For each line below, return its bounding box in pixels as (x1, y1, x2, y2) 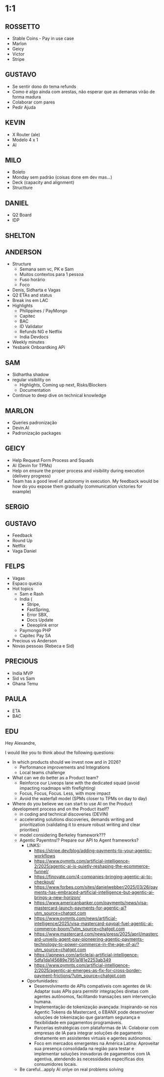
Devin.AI (12, 425, 29, 431)
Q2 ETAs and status (12, 292, 52, 298)
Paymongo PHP (19, 627, 51, 633)
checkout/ (34, 879, 55, 885)
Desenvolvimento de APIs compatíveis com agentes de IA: (34, 983, 152, 989)
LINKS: (26, 843, 41, 849)
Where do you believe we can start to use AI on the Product (12, 801, 133, 807)
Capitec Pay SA (19, 632, 51, 638)
